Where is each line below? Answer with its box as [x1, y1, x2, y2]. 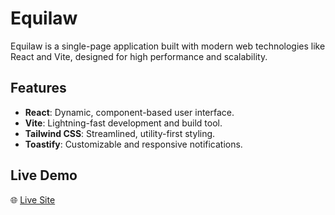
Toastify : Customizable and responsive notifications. [24, 138, 243, 150]
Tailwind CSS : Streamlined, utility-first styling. [24, 127, 216, 139]
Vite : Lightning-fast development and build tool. [24, 117, 223, 129]
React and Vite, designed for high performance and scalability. [10, 50, 268, 62]
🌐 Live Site [10, 193, 56, 206]
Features [10, 80, 67, 97]
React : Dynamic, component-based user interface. [24, 106, 235, 118]
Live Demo [10, 167, 78, 184]
